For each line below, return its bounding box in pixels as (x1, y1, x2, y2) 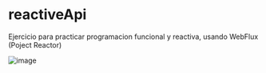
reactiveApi (8, 6, 87, 24)
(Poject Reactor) (8, 40, 62, 49)
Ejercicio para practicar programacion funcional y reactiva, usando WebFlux (8, 32, 259, 41)
